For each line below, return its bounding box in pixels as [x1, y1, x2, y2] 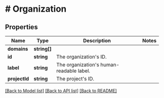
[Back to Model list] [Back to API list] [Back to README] [5, 88, 117, 94]
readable [56, 67, 77, 74]
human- [100, 61, 120, 68]
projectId [7, 76, 29, 82]
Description [82, 38, 111, 44]
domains [7, 45, 28, 52]
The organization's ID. [56, 54, 107, 60]
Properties [5, 23, 38, 31]
